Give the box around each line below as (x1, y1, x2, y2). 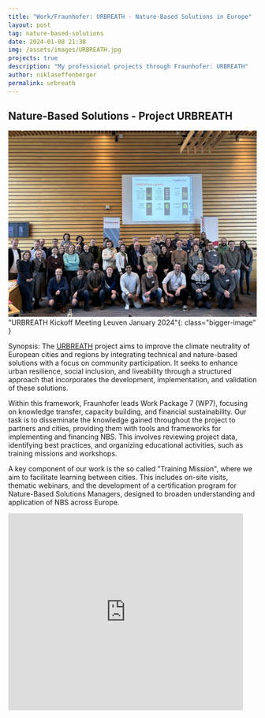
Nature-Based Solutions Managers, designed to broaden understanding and (8, 489, 255, 499)
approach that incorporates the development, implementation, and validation (8, 375, 257, 385)
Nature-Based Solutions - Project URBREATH (8, 110, 233, 123)
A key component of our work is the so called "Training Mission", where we (8, 464, 252, 474)
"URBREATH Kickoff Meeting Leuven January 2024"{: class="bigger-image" (8, 318, 256, 327)
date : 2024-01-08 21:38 (8, 38, 87, 46)
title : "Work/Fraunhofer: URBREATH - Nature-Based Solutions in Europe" (8, 13, 252, 20)
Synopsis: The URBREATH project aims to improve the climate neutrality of (8, 341, 251, 351)
